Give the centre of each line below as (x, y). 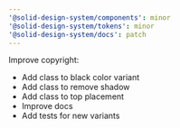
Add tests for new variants (71, 116)
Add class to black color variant (81, 78)
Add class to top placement (72, 96)
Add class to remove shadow (76, 87)
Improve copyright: (44, 60)
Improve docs (47, 106)
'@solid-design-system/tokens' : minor (81, 26)
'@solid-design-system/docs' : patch (77, 34)
